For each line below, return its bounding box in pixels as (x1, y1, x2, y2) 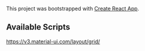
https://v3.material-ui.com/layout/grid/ (6, 38, 100, 45)
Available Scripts (6, 22, 70, 32)
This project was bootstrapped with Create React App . (6, 5, 140, 12)
